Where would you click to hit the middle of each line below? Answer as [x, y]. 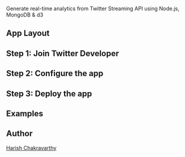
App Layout [28, 33]
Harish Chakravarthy [31, 148]
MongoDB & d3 [25, 15]
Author [19, 134]
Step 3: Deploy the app [49, 94]
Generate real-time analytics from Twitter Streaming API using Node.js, [93, 9]
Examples [25, 114]
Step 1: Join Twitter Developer [63, 53]
